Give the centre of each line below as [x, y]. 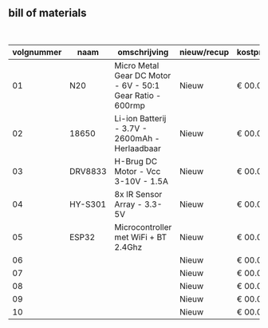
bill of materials [47, 13]
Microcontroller [143, 227]
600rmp [130, 105]
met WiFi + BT [141, 237]
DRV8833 [88, 171]
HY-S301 [87, 204]
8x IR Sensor [138, 194]
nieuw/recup [204, 52]
